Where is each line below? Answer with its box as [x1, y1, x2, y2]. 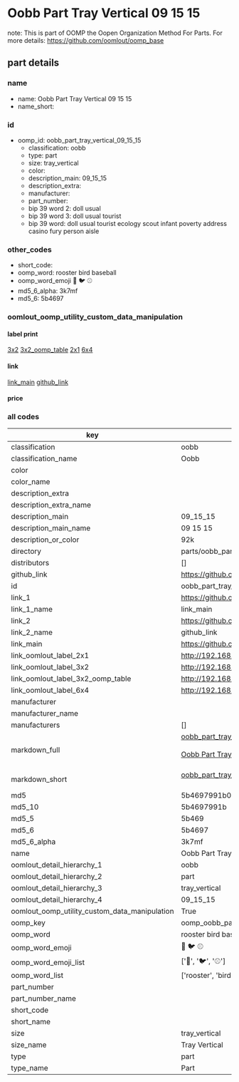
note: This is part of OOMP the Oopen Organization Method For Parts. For [7, 29, 223, 37]
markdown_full [11, 745, 60, 755]
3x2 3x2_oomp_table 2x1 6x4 [7, 346, 93, 354]
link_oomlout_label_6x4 [11, 686, 90, 696]
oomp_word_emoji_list [11, 957, 85, 967]
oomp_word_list [11, 971, 64, 981]
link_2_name [11, 627, 53, 637]
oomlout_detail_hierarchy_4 [11, 895, 102, 905]
